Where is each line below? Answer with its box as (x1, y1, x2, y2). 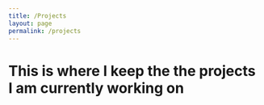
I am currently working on (8, 78, 184, 97)
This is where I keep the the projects (8, 61, 256, 80)
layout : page (8, 19, 52, 27)
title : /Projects (8, 11, 67, 20)
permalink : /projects (8, 27, 82, 35)
